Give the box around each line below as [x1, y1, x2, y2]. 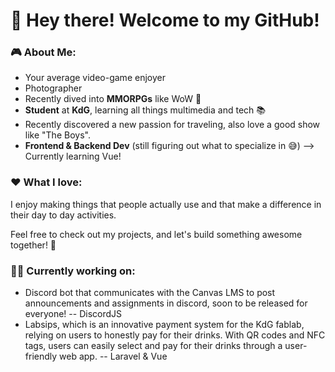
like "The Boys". [24, 129, 91, 141]
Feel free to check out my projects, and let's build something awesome [10, 228, 303, 240]
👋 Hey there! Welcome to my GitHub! [10, 9, 320, 32]
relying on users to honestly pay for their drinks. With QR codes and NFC [24, 329, 326, 341]
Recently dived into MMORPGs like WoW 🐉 [24, 93, 202, 105]
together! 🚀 [10, 239, 57, 251]
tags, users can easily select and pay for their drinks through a [24, 340, 283, 352]
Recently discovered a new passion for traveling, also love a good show [24, 119, 321, 131]
